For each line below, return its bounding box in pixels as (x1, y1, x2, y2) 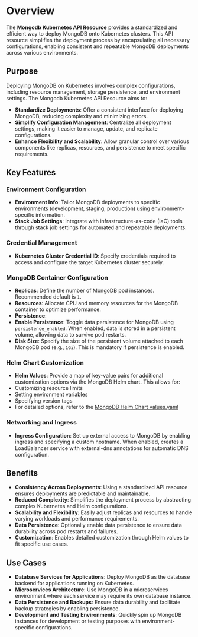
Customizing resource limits (14, 385, 83, 392)
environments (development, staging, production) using (14, 205, 151, 212)
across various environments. (6, 49, 79, 56)
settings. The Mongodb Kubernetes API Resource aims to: (6, 94, 148, 102)
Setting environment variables (14, 391, 88, 398)
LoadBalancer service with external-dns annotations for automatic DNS (14, 444, 189, 452)
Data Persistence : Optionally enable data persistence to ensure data (14, 521, 182, 529)
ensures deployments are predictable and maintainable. (14, 490, 151, 497)
